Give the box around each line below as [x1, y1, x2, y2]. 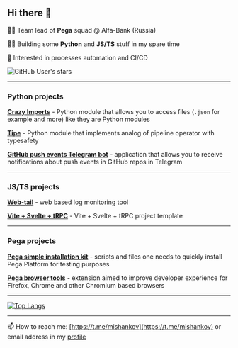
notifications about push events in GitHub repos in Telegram [7, 157, 183, 167]
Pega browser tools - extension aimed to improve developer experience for [7, 274, 228, 282]
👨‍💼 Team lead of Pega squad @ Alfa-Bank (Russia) [7, 26, 157, 34]
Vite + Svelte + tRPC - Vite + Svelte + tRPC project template [7, 212, 183, 220]
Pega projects [7, 236, 57, 246]
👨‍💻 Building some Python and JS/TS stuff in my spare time [7, 40, 181, 48]
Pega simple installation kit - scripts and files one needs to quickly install [7, 252, 222, 261]
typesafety [7, 136, 39, 145]
